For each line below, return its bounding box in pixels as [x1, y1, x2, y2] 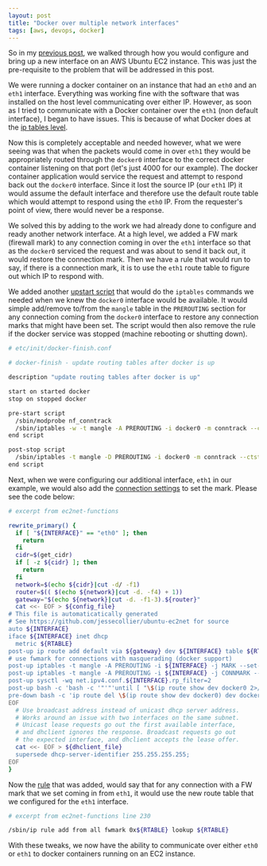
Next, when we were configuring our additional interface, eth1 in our [8, 474, 232, 485]
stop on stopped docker [8, 395, 87, 403]
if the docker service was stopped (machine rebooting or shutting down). [8, 329, 248, 338]
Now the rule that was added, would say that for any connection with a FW [8, 779, 253, 789]
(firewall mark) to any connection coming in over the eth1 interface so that [8, 238, 251, 247]
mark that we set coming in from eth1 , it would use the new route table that [8, 788, 254, 798]
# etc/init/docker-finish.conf [8, 345, 112, 353]
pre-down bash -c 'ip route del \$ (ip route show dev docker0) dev [8, 691, 237, 699]
